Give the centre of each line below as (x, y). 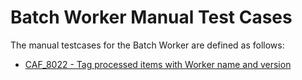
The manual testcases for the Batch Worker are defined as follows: (147, 45)
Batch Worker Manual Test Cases (151, 17)
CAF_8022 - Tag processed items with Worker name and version (158, 64)
